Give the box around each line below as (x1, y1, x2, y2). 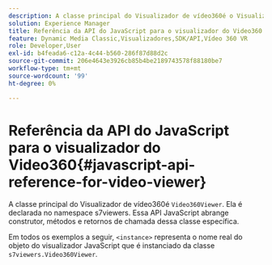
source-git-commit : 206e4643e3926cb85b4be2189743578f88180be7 (8, 57, 223, 65)
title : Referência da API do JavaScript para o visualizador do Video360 (8, 27, 263, 35)
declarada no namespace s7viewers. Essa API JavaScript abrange (8, 208, 229, 218)
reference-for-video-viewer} (8, 173, 207, 191)
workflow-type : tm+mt (8, 65, 82, 73)
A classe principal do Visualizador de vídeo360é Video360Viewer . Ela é (8, 200, 243, 209)
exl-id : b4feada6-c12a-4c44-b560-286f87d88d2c (8, 49, 168, 57)
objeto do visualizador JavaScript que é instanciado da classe (8, 241, 215, 250)
